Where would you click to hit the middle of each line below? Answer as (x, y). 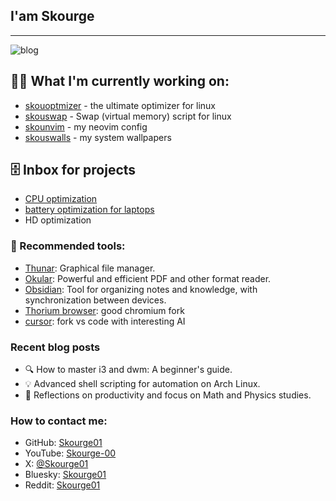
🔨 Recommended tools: (68, 246)
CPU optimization (61, 199)
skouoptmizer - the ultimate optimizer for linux (120, 105)
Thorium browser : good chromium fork (104, 310)
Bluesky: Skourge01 (65, 475)
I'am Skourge (52, 16)
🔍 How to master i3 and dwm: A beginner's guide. (128, 370)
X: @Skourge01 (56, 464)
